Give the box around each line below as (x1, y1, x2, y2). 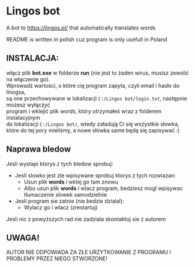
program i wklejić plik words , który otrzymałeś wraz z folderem (6, 107, 162, 115)
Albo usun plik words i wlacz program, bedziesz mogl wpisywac (23, 185, 183, 192)
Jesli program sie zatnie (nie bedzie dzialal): (14, 197, 124, 204)
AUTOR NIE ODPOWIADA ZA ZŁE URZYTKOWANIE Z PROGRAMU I (6, 248, 171, 256)
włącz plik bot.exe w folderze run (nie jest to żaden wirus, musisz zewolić (6, 69, 189, 76)
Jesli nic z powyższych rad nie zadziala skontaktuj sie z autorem (6, 215, 166, 222)
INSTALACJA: (6, 53, 59, 64)
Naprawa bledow (6, 144, 71, 155)
